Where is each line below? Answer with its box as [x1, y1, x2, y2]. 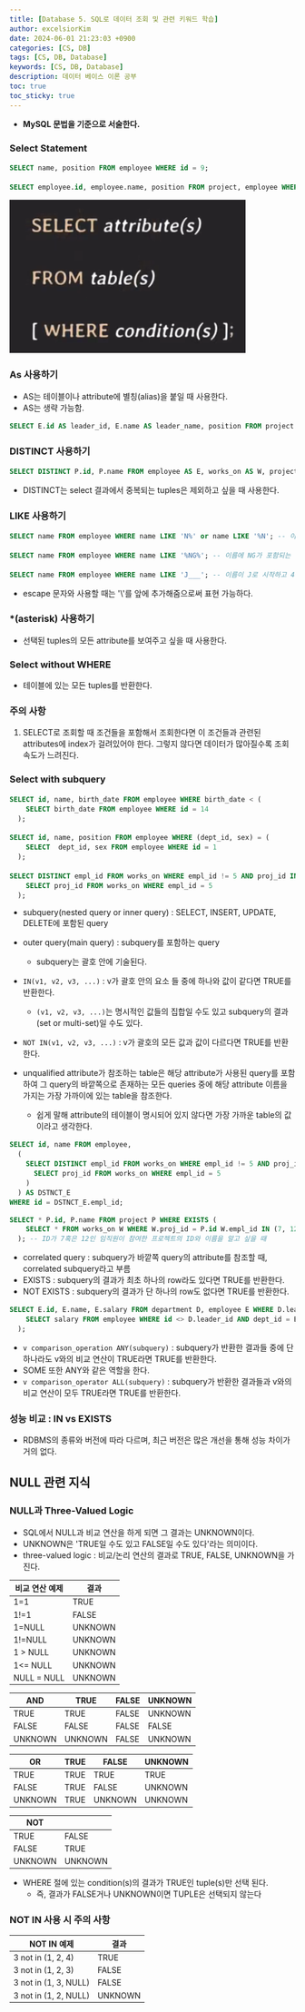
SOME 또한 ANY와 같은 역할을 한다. [22, 1365, 150, 1376]
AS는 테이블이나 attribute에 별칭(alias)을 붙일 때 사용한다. [22, 390, 229, 401]
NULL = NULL [13, 1672, 65, 1683]
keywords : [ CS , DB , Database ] [9, 63, 124, 72]
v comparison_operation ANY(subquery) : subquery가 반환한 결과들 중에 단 [22, 1342, 294, 1353]
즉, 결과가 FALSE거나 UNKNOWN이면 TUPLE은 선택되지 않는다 [35, 1889, 261, 1899]
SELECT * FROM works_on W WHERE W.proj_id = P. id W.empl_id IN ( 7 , [25, 1225, 286, 1234]
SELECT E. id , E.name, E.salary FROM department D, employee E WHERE [9, 1306, 274, 1315]
